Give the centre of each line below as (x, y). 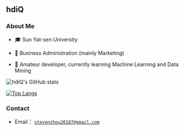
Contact (18, 108)
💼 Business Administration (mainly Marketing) (69, 53)
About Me (20, 26)
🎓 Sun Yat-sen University (46, 39)
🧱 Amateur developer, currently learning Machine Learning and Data (97, 64)
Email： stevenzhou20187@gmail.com (57, 122)
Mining (23, 70)
